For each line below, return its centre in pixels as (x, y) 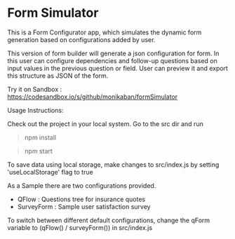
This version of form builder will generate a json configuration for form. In (113, 53)
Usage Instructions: (35, 110)
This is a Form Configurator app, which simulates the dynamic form (105, 32)
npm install (40, 137)
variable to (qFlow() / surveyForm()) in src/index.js (80, 227)
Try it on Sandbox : (35, 89)
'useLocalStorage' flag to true (50, 172)
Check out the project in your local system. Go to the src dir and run (105, 123)
